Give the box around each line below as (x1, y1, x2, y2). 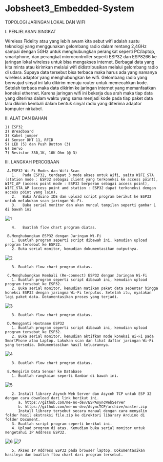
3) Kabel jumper (5, 133, 38, 138)
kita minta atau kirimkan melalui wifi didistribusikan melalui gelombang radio (5, 64, 158, 70)
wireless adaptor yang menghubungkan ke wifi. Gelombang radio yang (5, 74, 147, 80)
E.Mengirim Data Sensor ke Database (7, 369, 82, 374)
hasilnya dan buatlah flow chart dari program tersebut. (5, 452, 123, 457)
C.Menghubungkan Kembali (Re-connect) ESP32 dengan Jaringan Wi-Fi (7, 273, 147, 278)
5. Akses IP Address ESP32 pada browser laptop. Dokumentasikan (11, 448, 145, 453)
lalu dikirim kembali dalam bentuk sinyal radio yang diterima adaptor (5, 100, 142, 106)
